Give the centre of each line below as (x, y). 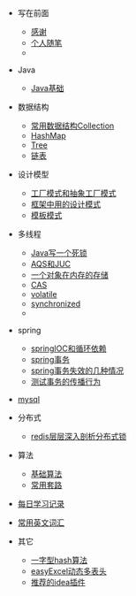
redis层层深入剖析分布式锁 (79, 436)
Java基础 (47, 88)
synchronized (56, 304)
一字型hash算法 (59, 560)
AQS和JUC (51, 264)
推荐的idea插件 (58, 582)
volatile (44, 294)
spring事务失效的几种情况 (77, 371)
